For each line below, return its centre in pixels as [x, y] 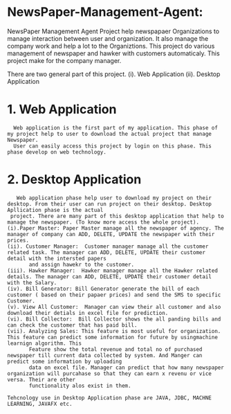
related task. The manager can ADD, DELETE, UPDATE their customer [107, 252]
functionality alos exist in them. [80, 386]
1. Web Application [62, 110]
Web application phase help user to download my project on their [114, 198]
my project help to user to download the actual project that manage [110, 134]
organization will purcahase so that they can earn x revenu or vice [110, 373]
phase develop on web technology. [57, 152]
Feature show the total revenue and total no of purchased [115, 349]
